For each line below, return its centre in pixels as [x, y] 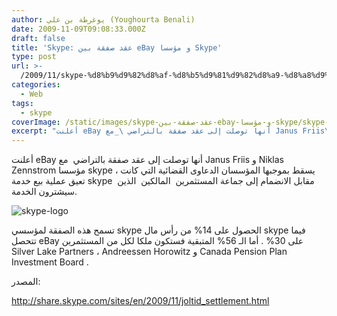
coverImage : [36, 122]
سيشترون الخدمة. [44, 192]
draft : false [38, 38]
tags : [22, 103]
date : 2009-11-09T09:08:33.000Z [78, 29]
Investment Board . [50, 262]
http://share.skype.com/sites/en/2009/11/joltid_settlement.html [140, 301]
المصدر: [26, 282]
